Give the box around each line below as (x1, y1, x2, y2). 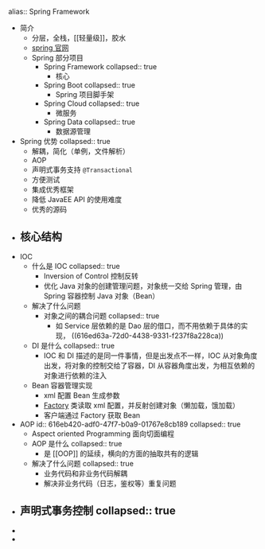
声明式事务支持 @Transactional (31, 165, 133, 174)
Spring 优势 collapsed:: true (19, 137, 111, 146)
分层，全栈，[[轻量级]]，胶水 (31, 33, 127, 42)
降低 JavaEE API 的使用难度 (31, 195, 122, 204)
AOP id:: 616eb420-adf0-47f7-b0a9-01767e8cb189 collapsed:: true (19, 419, 241, 429)
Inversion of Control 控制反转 (43, 271, 139, 281)
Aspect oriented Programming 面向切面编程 (31, 429, 175, 438)
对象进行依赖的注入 (43, 370, 107, 380)
